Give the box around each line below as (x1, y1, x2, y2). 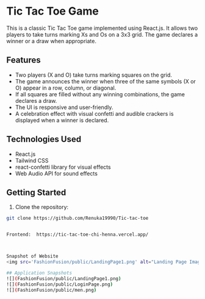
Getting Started (6, 187, 67, 197)
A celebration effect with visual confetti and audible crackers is (15, 110, 174, 117)
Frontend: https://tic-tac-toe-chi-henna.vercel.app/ (6, 231, 149, 238)
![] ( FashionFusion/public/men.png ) (6, 287, 97, 293)
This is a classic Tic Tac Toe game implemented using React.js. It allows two (6, 24, 198, 32)
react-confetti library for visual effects (15, 163, 111, 171)
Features (6, 55, 41, 65)
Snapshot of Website (6, 253, 59, 259)
